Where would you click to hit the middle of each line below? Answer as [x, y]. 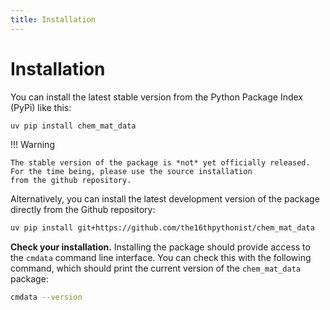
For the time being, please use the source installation [131, 172]
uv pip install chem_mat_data [73, 126]
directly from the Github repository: [83, 210]
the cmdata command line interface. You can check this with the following [161, 258]
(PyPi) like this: [41, 107]
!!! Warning [32, 145]
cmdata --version [46, 297]
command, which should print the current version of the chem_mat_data [156, 268]
